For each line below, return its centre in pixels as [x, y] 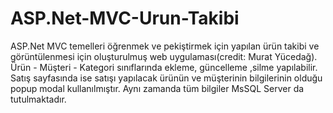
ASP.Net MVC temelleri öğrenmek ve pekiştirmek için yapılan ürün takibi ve [165, 46]
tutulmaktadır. [38, 99]
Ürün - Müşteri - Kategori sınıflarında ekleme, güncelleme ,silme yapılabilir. [164, 67]
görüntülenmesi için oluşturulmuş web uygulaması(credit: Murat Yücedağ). [164, 56]
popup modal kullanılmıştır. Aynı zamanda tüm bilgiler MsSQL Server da [157, 88]
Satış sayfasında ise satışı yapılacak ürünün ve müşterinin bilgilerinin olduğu [166, 78]
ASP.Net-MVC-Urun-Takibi [125, 18]
